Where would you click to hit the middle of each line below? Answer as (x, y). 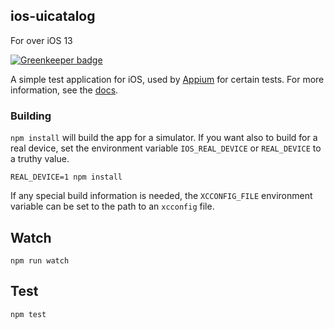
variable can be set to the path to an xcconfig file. (112, 206)
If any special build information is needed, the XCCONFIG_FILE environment (161, 196)
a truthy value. (40, 159)
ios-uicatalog (53, 16)
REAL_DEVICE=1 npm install (66, 177)
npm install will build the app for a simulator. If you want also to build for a (164, 138)
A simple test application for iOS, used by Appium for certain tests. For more (167, 79)
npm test (28, 314)
